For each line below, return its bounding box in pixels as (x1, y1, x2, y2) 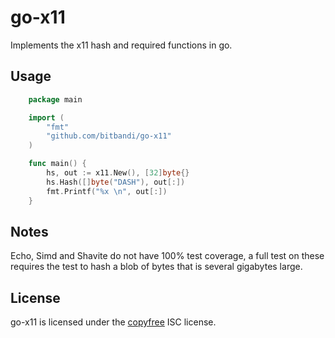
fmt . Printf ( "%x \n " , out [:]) (46, 186, 168, 196)
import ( (28, 112, 65, 123)
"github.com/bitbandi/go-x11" (46, 131, 172, 141)
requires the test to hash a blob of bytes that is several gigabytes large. (10, 261, 303, 273)
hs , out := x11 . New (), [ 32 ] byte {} (46, 168, 190, 178)
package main (28, 94, 83, 105)
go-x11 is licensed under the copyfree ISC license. (10, 316, 217, 328)
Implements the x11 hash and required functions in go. (10, 39, 233, 51)
